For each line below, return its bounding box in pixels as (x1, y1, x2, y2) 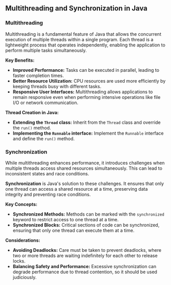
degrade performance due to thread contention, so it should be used (12, 269, 157, 275)
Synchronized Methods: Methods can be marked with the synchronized (12, 211, 164, 217)
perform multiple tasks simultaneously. (5, 47, 87, 53)
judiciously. (12, 274, 37, 280)
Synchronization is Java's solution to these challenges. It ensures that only (5, 180, 164, 187)
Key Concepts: (5, 201, 37, 207)
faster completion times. (12, 72, 64, 79)
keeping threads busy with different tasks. (12, 83, 102, 89)
